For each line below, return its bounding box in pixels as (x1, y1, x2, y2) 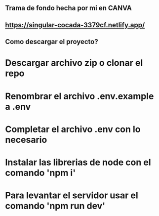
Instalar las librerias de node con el (5, 157, 152, 168)
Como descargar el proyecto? (5, 38, 98, 46)
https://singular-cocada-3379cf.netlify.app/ (5, 21, 145, 29)
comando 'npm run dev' (5, 200, 106, 212)
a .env (5, 101, 31, 112)
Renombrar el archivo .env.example (5, 90, 154, 102)
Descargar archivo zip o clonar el (5, 57, 143, 69)
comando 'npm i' (5, 167, 76, 178)
